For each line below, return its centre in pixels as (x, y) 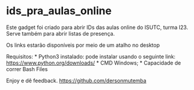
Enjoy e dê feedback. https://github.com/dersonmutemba (76, 81)
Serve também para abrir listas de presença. (61, 33)
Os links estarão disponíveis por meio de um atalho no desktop (83, 45)
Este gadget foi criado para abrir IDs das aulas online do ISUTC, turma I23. (97, 27)
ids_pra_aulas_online (59, 11)
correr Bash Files (27, 69)
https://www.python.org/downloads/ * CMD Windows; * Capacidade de (93, 63)
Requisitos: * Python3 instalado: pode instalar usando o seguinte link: (91, 56)
